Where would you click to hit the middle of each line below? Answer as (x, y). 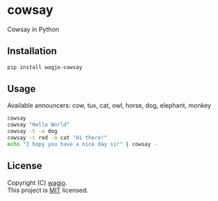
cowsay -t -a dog (32, 131)
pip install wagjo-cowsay (45, 67)
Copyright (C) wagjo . (37, 182)
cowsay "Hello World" (39, 125)
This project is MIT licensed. (48, 190)
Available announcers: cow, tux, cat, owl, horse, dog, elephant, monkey (109, 106)
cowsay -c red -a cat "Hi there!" (57, 138)
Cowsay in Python (33, 29)
